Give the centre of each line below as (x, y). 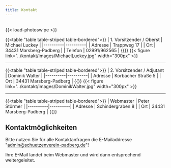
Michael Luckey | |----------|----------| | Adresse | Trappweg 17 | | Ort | (80, 45)
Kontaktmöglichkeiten (41, 128)
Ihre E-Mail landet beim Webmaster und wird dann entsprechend (73, 155)
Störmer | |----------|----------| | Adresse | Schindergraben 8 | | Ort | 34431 (85, 106)
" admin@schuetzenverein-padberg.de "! (47, 145)
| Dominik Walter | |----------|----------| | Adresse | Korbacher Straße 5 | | (83, 75)
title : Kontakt (21, 10)
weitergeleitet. (20, 160)
